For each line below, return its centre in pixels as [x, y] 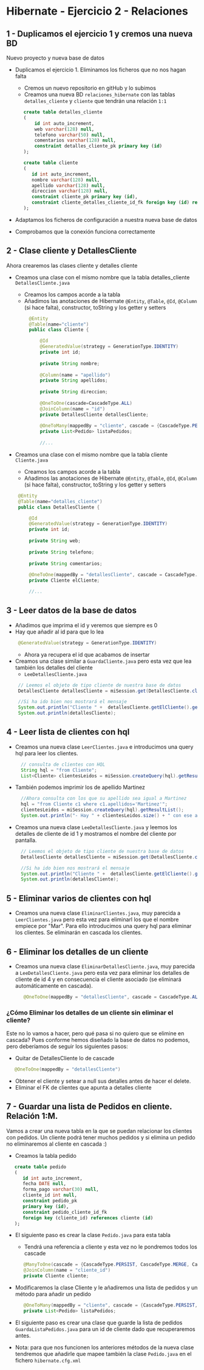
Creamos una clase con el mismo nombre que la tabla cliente [91, 454]
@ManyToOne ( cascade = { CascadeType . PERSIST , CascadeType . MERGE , [107, 1265]
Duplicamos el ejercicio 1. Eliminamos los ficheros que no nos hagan [100, 70]
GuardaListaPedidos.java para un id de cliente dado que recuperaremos [105, 1329]
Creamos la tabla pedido [46, 1155]
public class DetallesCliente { [59, 507]
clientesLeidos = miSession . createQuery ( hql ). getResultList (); [102, 810]
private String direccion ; [74, 392]
